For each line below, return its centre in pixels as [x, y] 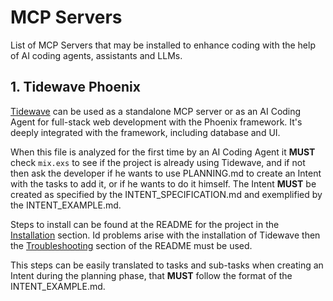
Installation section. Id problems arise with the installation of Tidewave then [165, 235]
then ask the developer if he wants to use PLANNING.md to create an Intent [166, 173]
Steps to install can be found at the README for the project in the [145, 224]
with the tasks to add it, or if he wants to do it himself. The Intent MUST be [163, 183]
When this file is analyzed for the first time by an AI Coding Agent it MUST [163, 152]
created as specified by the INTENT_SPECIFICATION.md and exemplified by [166, 194]
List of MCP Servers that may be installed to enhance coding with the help [163, 45]
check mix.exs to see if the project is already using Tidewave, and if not [158, 162]
